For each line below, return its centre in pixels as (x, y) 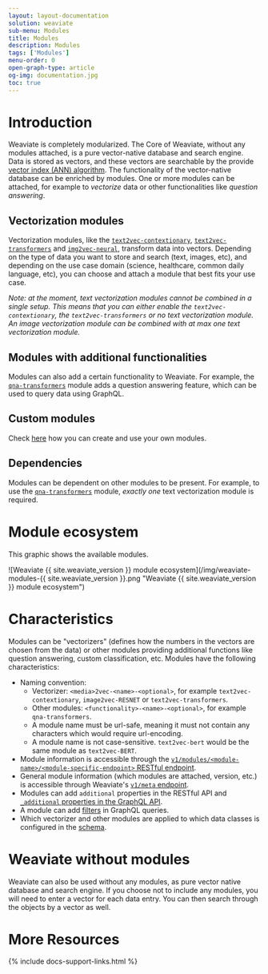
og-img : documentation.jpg (53, 75)
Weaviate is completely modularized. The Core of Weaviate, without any (127, 144)
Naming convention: (53, 682)
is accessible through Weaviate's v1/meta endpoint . (104, 784)
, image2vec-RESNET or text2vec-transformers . (154, 699)
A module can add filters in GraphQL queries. (94, 810)
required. (23, 499)
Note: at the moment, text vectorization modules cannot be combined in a (130, 298)
